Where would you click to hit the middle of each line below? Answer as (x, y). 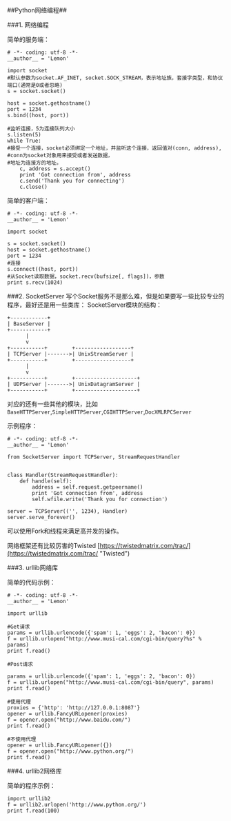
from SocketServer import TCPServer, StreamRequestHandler (94, 457)
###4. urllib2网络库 (34, 771)
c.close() (34, 187)
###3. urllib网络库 (33, 568)
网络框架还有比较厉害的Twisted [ (53, 546)
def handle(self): (46, 481)
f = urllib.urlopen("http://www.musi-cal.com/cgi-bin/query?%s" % (104, 639)
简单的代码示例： (31, 582)
